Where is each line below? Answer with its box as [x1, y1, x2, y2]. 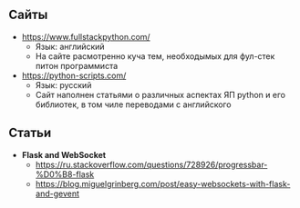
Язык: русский [35, 79, 92, 90]
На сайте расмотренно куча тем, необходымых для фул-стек [35, 50, 275, 62]
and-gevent [35, 188, 79, 199]
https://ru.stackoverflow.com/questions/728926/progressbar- [35, 159, 268, 170]
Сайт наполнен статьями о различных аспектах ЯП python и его [35, 89, 286, 100]
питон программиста [35, 60, 119, 71]
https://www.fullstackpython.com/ [21, 31, 151, 42]
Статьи [8, 125, 52, 141]
